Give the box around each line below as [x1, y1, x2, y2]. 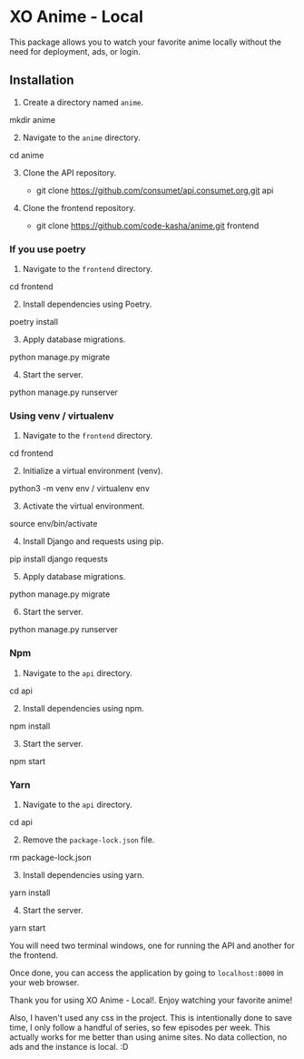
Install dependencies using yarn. [22, 869, 145, 880]
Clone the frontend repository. [22, 202, 136, 213]
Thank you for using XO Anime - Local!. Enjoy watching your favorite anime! [9, 994, 293, 1005]
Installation [9, 73, 74, 88]
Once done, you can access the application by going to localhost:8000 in [9, 967, 284, 978]
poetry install [9, 317, 59, 328]
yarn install [9, 887, 51, 898]
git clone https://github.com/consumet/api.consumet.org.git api [35, 185, 274, 196]
